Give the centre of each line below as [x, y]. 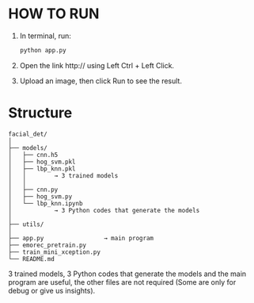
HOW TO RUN [54, 14]
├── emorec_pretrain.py [47, 245]
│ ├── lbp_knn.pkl [42, 169]
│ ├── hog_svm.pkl [42, 162]
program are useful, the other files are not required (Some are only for [122, 282]
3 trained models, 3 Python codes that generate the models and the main [127, 274]
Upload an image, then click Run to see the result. [100, 81]
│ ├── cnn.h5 [33, 155]
